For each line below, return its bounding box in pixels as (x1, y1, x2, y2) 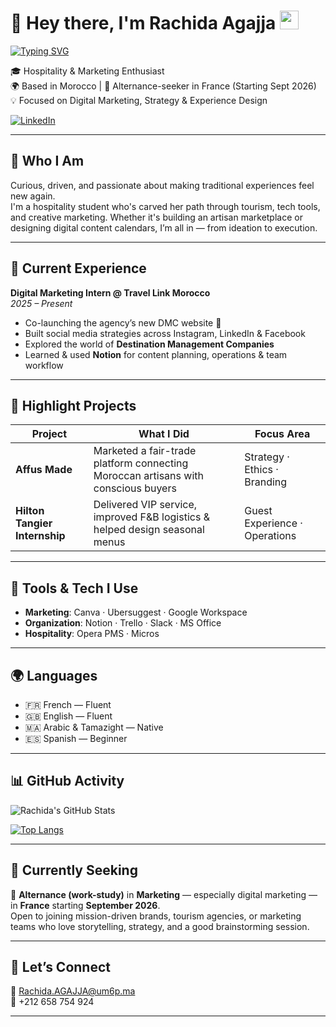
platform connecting (93, 456, 189, 470)
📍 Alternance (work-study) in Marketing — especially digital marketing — (10, 888, 318, 900)
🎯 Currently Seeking (10, 862, 138, 879)
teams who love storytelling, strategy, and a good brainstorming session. (10, 920, 310, 932)
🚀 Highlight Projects (10, 397, 137, 414)
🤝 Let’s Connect (10, 959, 111, 976)
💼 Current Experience (10, 260, 147, 277)
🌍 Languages (10, 667, 98, 684)
